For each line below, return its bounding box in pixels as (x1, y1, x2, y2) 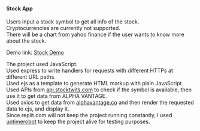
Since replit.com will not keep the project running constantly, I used (6, 112, 172, 119)
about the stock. (6, 37, 47, 44)
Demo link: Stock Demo (6, 49, 64, 56)
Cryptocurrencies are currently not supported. (6, 25, 121, 32)
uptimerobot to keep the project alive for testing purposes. (6, 118, 150, 126)
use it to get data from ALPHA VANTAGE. (6, 93, 107, 100)
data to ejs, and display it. (6, 105, 69, 112)
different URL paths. (6, 73, 56, 81)
